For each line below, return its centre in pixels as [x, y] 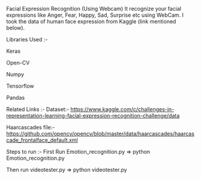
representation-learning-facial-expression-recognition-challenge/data [93, 116]
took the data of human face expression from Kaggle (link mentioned [91, 21]
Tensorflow [20, 86]
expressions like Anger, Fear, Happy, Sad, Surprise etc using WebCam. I [95, 15]
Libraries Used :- [27, 39]
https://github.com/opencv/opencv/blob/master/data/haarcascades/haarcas [100, 134]
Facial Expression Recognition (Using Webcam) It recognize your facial [94, 9]
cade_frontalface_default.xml [42, 140]
